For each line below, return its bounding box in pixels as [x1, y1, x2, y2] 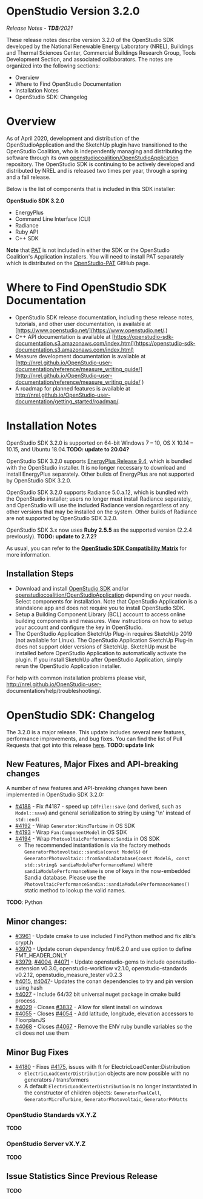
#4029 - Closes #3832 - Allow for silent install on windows [15, 1004, 162, 1011]
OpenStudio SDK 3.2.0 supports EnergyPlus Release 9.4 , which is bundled [6, 457, 192, 465]
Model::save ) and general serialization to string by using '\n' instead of [15, 809, 191, 816]
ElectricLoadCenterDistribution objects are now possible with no [24, 1069, 190, 1077]
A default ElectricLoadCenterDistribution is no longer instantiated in [24, 1082, 198, 1090]
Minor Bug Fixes [6, 1047, 68, 1057]
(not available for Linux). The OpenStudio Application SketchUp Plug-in [15, 636, 193, 644]
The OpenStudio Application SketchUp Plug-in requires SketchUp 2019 [15, 630, 193, 637]
